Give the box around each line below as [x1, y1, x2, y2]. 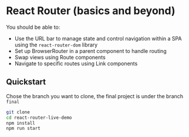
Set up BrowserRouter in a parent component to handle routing [14, 47, 167, 54]
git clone [6, 109, 31, 115]
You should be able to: [6, 24, 60, 31]
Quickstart [6, 77, 46, 87]
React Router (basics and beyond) [6, 4, 176, 18]
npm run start [6, 125, 41, 132]
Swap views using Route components [14, 54, 106, 61]
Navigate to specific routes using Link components [14, 60, 138, 67]
